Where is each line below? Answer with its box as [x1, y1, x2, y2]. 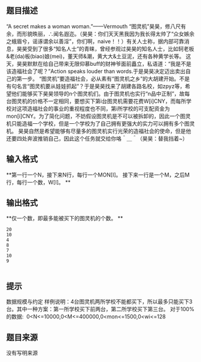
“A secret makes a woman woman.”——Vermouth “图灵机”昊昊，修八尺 [6, 23, 181, 30]
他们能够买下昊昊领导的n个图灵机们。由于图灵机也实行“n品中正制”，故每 [11, 90, 190, 97]
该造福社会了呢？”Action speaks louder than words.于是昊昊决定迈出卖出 [6, 68, 186, 75]
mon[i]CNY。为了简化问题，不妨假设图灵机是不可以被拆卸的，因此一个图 [6, 112, 185, 120]
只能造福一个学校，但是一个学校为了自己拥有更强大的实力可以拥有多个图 [11, 120, 190, 127]
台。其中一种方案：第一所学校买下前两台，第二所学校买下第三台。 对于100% [6, 306, 195, 313]
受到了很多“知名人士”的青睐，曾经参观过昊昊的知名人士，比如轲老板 [26, 45, 194, 52]
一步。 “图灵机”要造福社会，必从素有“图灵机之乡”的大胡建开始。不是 [22, 75, 190, 82]
